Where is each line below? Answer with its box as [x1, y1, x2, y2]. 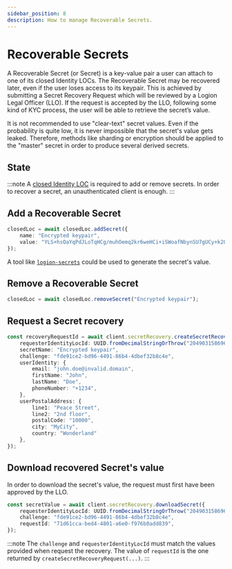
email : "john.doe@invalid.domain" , [32, 365, 135, 372]
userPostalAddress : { [19, 397, 81, 405]
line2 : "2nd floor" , [32, 410, 91, 417]
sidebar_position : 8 [7, 10, 67, 17]
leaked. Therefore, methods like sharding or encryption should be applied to [7, 134, 224, 143]
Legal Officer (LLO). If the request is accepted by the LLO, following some [7, 98, 217, 107]
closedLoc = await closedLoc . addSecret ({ [7, 226, 128, 233]
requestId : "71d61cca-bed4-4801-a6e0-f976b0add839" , [19, 521, 175, 527]
